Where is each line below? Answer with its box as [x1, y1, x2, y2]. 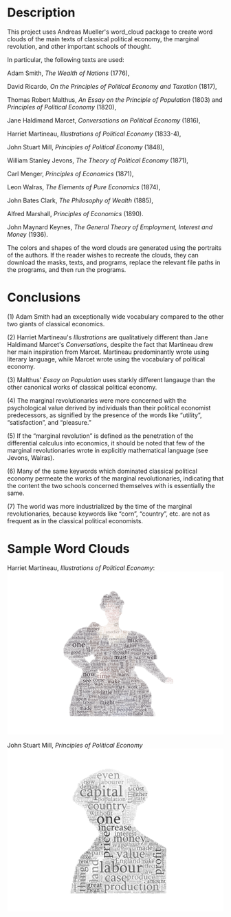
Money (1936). [7, 230, 48, 238]
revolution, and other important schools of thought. [7, 42, 152, 50]
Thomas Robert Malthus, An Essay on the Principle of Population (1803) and [7, 95, 223, 104]
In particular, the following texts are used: [7, 55, 124, 63]
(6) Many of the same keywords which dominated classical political [7, 467, 198, 475]
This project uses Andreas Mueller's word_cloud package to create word [7, 28, 213, 36]
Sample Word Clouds [7, 541, 130, 557]
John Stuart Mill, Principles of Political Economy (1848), [7, 143, 165, 151]
